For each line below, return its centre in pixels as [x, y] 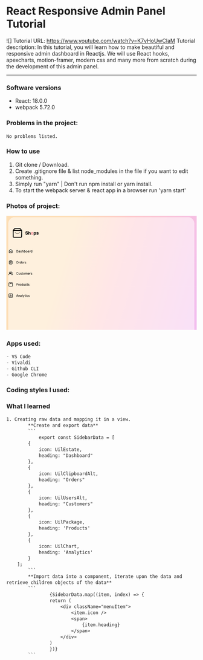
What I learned [28, 406]
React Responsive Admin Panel [86, 11]
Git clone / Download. [42, 164]
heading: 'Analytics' [66, 552]
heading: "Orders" [62, 480]
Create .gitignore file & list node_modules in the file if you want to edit [101, 171]
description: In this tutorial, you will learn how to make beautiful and [91, 47]
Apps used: [24, 343]
